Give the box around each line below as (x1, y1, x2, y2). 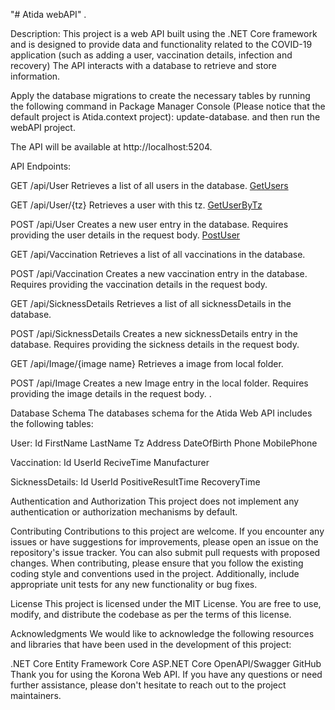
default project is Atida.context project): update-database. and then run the (10, 111, 321, 123)
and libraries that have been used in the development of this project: (10, 639, 292, 650)
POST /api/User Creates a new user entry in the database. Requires (10, 219, 289, 230)
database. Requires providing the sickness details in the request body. (10, 339, 300, 350)
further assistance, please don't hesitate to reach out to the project (10, 679, 287, 691)
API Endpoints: (10, 160, 72, 172)
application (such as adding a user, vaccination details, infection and (10, 49, 293, 61)
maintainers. (10, 690, 62, 701)
